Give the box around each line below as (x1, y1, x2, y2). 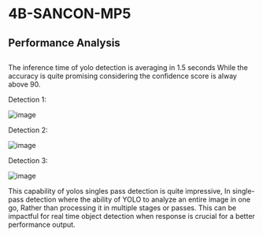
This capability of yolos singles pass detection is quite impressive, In (8, 186, 231, 195)
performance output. (8, 220, 76, 229)
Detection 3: (8, 155, 49, 165)
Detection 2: (8, 125, 49, 135)
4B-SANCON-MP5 (8, 5, 131, 23)
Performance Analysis (8, 36, 120, 50)
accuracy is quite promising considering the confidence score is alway (8, 71, 238, 80)
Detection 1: (8, 94, 47, 104)
